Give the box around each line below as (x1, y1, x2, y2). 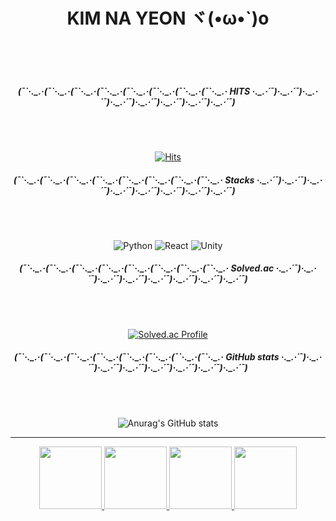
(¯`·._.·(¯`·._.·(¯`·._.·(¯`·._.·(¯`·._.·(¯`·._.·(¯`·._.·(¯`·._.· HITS (17, 85, 251, 97)
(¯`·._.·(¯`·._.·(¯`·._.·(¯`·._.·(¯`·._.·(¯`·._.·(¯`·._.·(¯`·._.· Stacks (13, 174, 255, 186)
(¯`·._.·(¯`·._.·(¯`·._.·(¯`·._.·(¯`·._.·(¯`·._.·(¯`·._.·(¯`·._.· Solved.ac (18, 262, 275, 274)
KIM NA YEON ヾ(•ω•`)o (66, 7, 270, 30)
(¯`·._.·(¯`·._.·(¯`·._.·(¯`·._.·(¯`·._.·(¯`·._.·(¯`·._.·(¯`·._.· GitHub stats (13, 351, 280, 363)
